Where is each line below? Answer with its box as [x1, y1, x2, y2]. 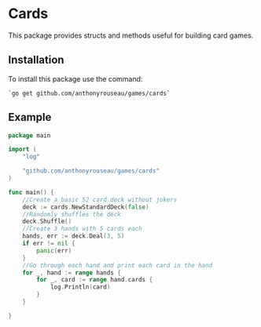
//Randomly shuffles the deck [22, 210, 122, 218]
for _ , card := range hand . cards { [36, 276, 153, 284]
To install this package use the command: [8, 74, 143, 83]
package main [8, 131, 51, 140]
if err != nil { [22, 240, 76, 248]
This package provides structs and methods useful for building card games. [8, 31, 254, 40]
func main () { [8, 188, 55, 196]
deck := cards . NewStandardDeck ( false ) [22, 203, 149, 211]
